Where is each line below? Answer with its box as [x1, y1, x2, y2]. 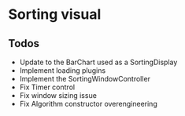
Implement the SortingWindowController [19, 74, 151, 83]
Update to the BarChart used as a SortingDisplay [19, 57, 178, 67]
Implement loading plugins [19, 66, 106, 75]
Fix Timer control [19, 82, 76, 92]
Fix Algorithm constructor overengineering [19, 100, 157, 108]
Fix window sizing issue [19, 91, 97, 100]
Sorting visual [8, 5, 102, 24]
